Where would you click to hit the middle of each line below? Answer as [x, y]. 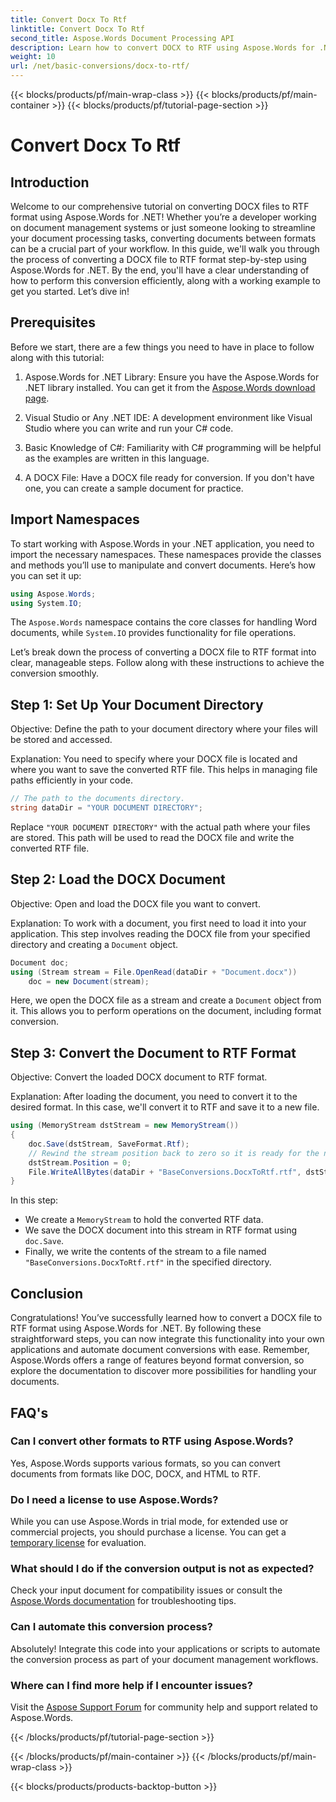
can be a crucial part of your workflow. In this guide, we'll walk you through [165, 249]
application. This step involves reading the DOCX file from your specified [160, 933]
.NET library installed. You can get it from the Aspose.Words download [170, 387]
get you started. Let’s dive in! [70, 291]
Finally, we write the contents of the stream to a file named [145, 1252]
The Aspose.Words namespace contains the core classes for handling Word [164, 622]
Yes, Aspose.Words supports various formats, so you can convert [145, 1463]
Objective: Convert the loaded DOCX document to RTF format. [139, 1077]
